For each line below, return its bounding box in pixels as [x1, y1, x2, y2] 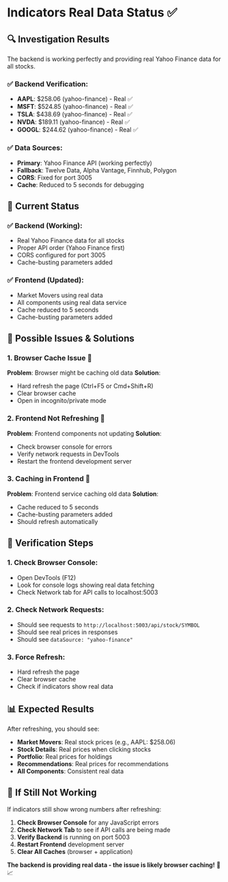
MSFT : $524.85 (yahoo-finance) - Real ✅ [16, 103, 134, 111]
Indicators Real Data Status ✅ [7, 5, 177, 21]
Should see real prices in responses [16, 628, 118, 636]
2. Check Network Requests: [7, 605, 104, 614]
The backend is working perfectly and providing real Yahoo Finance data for [7, 55, 221, 63]
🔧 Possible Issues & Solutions [7, 332, 135, 344]
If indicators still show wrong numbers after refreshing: [7, 805, 162, 813]
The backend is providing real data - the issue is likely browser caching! [7, 861, 215, 869]
